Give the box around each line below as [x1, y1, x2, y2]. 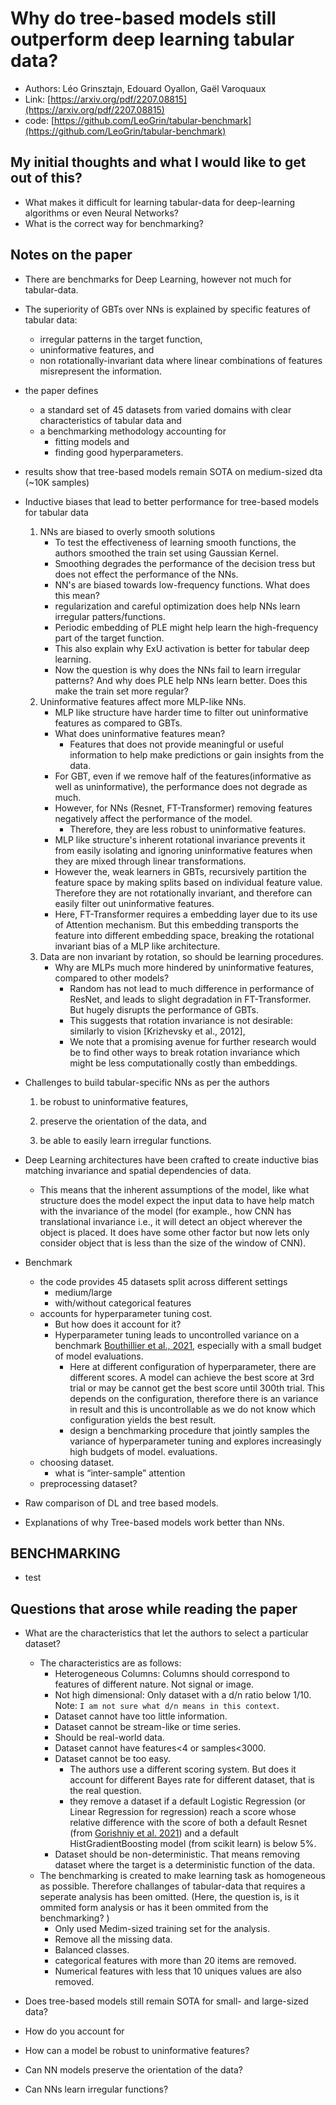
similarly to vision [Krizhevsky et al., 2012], [69, 1025, 246, 1037]
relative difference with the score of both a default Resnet [69, 1817, 308, 1829]
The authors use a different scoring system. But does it [69, 1763, 297, 1776]
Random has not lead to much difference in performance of [69, 982, 315, 994]
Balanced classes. [54, 1944, 130, 1956]
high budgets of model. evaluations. [69, 1445, 218, 1457]
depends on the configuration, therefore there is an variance [69, 1392, 319, 1404]
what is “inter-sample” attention [54, 1467, 186, 1479]
